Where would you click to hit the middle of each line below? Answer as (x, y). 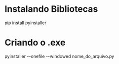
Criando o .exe (35, 43)
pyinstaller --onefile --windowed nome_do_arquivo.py (59, 56)
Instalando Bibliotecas (51, 9)
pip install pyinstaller (25, 23)
